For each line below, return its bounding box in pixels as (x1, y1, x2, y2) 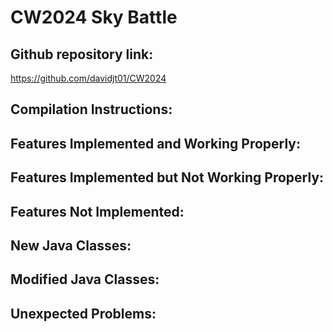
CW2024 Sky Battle (10, 6, 178, 29)
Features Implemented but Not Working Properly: (10, 169, 325, 186)
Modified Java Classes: (10, 271, 160, 288)
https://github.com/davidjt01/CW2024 (10, 72, 167, 84)
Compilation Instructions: (10, 101, 173, 118)
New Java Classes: (10, 237, 132, 254)
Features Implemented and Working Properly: (10, 135, 302, 152)
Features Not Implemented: (10, 203, 185, 220)
